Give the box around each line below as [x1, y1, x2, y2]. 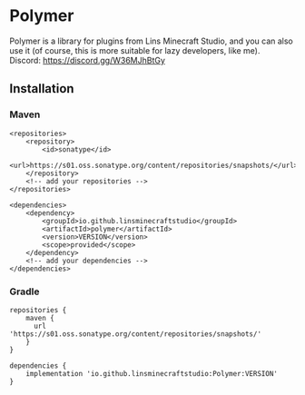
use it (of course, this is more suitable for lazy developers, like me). [9, 44, 261, 55]
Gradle [9, 285, 40, 298]
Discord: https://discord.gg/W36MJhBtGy [9, 54, 166, 65]
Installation [9, 81, 74, 96]
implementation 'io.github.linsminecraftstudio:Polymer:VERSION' [25, 369, 279, 378]
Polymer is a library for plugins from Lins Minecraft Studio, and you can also [9, 35, 293, 46]
